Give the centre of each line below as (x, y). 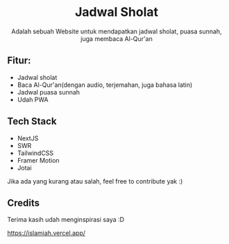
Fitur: (19, 61)
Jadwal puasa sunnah (49, 92)
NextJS (28, 138)
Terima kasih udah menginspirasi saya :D (66, 220)
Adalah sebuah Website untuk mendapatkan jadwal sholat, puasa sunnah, (117, 31)
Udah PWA (33, 99)
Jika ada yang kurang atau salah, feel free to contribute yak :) (95, 181)
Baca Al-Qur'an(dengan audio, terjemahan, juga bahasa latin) (105, 85)
